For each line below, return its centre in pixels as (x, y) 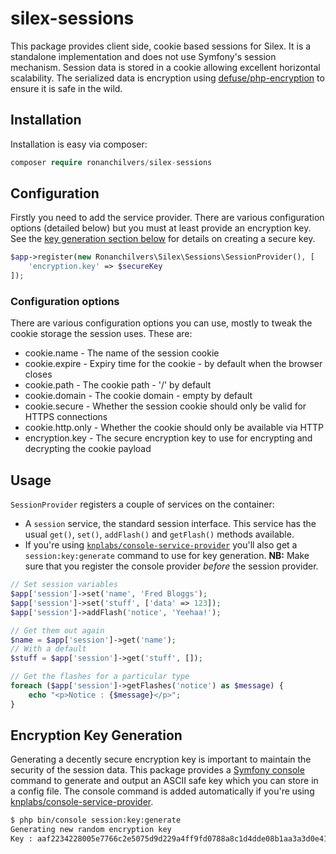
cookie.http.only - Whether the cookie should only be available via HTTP (174, 428)
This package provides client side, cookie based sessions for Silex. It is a (161, 46)
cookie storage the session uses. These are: (101, 334)
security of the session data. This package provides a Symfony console (157, 770)
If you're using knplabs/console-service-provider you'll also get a (161, 545)
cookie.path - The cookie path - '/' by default (118, 385)
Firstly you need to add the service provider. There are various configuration (167, 218)
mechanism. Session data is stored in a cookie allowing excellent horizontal (165, 67)
